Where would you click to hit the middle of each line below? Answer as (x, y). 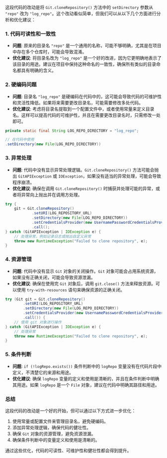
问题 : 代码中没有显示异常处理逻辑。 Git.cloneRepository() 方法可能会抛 (85, 170)
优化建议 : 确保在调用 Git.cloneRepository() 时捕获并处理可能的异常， (84, 188)
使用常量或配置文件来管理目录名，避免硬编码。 (60, 421)
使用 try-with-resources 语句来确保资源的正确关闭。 (71, 289)
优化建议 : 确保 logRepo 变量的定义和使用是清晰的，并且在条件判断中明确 (86, 378)
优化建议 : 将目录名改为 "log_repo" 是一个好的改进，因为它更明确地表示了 (87, 58)
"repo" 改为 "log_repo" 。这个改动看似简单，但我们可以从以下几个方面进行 (81, 13)
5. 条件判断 (18, 355)
